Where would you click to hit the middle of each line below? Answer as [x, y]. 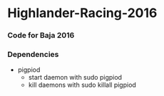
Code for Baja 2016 [41, 36]
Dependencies [33, 55]
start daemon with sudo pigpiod [75, 78]
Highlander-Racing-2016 [82, 13]
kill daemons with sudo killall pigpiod [82, 85]
